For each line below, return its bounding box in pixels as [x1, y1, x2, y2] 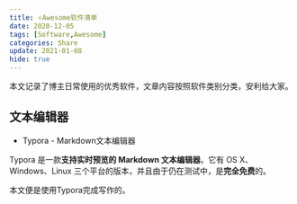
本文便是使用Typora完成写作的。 [9, 184, 130, 195]
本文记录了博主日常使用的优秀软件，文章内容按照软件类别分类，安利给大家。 [9, 81, 293, 91]
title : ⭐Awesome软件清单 [9, 13, 98, 22]
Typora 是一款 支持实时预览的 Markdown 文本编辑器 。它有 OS [9, 154, 238, 164]
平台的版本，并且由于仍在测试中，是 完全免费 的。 [89, 165, 272, 176]
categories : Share [9, 38, 78, 48]
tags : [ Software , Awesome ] [9, 30, 106, 39]
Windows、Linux [9, 165, 72, 176]
